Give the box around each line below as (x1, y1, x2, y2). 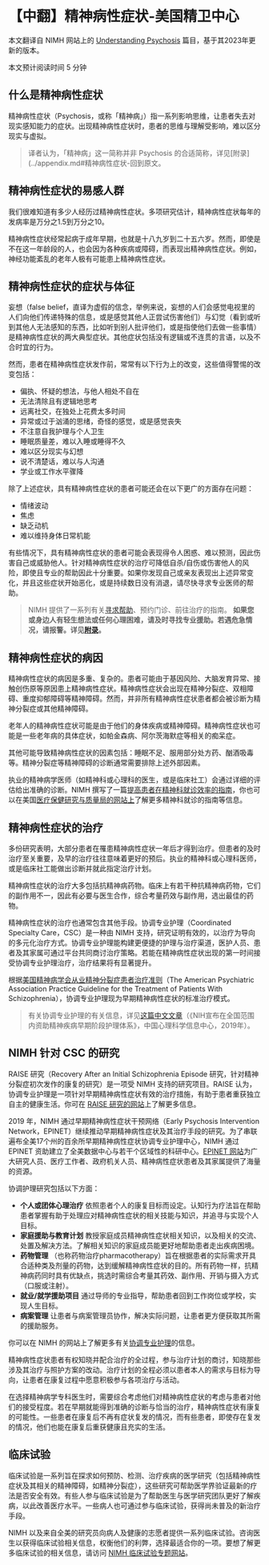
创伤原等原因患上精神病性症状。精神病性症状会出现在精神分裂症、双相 (14, 683, 247, 694)
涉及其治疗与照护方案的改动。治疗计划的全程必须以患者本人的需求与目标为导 (8, 1364, 261, 1374)
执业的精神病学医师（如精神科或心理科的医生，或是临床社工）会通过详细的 (8, 775, 254, 785)
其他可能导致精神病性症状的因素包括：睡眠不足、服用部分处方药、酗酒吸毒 (8, 748, 254, 758)
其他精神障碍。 (42, 703, 93, 714)
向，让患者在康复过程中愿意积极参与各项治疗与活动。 (8, 1375, 184, 1385)
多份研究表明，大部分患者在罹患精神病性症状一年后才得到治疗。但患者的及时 (8, 844, 261, 853)
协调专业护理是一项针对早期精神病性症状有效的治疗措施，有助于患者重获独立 (8, 1089, 261, 1099)
